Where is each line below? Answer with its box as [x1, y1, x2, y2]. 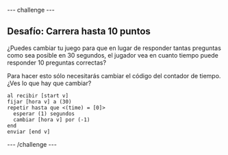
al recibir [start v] [7, 92, 69, 99]
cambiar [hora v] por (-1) [13, 116, 90, 123]
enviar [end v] [7, 128, 51, 135]
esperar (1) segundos [13, 110, 75, 117]
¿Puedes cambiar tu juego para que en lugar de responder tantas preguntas [7, 44, 221, 52]
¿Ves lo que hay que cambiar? [7, 79, 92, 87]
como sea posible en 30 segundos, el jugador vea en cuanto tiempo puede [7, 51, 219, 59]
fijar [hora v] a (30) [7, 98, 72, 105]
